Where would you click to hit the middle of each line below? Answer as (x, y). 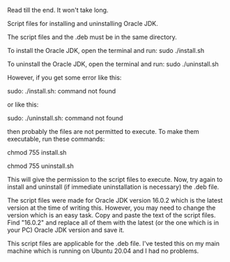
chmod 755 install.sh (37, 152)
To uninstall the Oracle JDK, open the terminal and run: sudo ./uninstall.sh (113, 64)
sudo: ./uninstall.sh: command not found (65, 118)
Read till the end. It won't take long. (58, 10)
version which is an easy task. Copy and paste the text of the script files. (112, 215)
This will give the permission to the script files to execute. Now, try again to (115, 179)
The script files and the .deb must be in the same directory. (92, 37)
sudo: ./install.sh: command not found (62, 91)
